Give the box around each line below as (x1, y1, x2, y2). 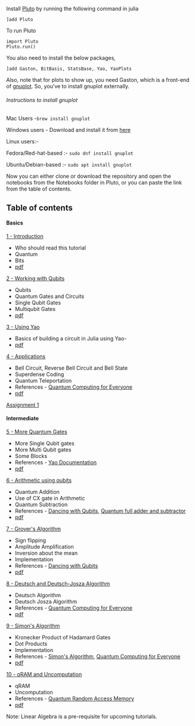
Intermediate (6, 415, 39, 422)
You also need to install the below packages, (6, 54, 116, 61)
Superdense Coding (14, 370, 64, 378)
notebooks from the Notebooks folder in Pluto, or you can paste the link (6, 179, 182, 186)
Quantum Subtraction (14, 501, 68, 508)
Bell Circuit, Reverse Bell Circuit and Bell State (14, 364, 128, 371)
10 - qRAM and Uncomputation (6, 671, 82, 678)
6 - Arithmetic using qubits (6, 477, 72, 484)
